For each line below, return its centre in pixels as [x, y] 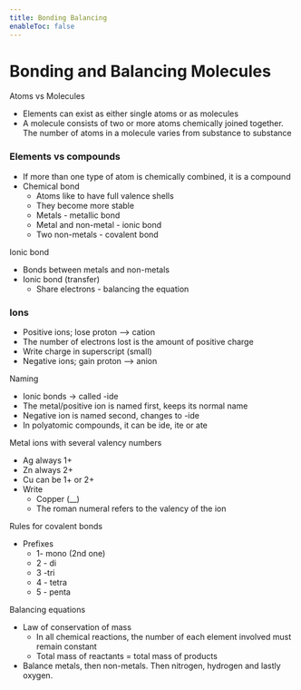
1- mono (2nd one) [71, 554]
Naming [24, 379]
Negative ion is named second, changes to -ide [111, 416]
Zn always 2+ [48, 470]
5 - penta [53, 592]
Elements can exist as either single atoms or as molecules [130, 113]
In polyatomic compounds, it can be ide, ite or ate [115, 425]
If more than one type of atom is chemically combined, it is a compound [157, 176]
